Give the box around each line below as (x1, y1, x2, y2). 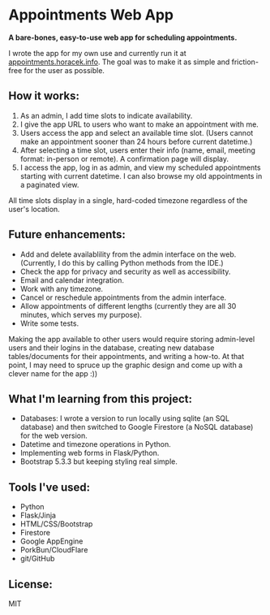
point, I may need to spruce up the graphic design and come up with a (8, 360, 243, 370)
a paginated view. (19, 180, 79, 189)
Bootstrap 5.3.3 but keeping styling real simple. (19, 457, 178, 466)
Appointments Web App (8, 6, 174, 24)
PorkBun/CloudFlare (19, 545, 88, 555)
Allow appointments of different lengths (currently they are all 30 (19, 301, 237, 310)
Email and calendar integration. (19, 275, 124, 285)
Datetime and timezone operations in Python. (19, 440, 172, 449)
